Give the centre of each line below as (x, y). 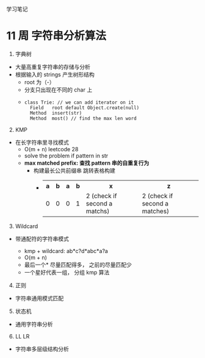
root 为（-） (39, 82)
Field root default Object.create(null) (85, 108)
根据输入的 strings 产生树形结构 (55, 74)
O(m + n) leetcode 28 (51, 149)
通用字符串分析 (34, 324)
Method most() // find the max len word (83, 118)
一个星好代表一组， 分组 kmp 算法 (67, 272)
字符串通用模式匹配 (39, 298)
